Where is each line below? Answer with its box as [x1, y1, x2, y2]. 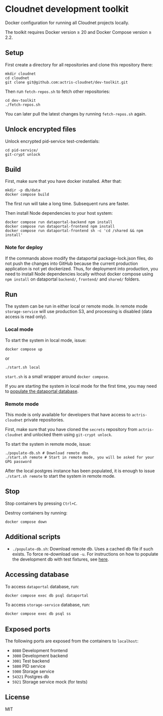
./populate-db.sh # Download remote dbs [5, 451, 89, 456]
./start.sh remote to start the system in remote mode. [5, 473, 116, 479]
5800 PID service [12, 663, 46, 669]
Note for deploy [5, 244, 43, 251]
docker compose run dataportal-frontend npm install [5, 224, 115, 229]
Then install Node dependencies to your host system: [5, 210, 113, 216]
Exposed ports [5, 625, 50, 633]
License [5, 693, 30, 701]
